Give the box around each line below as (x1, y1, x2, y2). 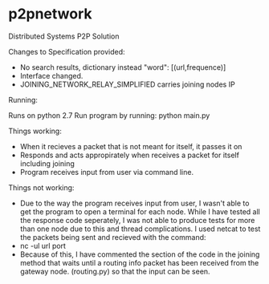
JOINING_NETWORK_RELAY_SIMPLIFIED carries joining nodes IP (19, 79, 235, 89)
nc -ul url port (19, 241, 67, 250)
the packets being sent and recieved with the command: (19, 232, 206, 241)
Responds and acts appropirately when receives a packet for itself (19, 150, 239, 160)
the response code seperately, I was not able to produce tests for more (19, 215, 255, 225)
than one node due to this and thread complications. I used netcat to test (19, 224, 261, 233)
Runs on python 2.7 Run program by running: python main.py (8, 110, 210, 120)
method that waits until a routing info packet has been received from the (19, 258, 259, 267)
